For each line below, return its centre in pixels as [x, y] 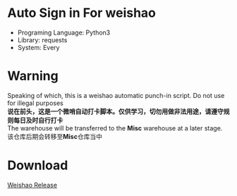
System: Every [38, 47]
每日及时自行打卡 [38, 120]
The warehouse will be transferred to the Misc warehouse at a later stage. [115, 128]
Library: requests [42, 39]
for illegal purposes [35, 103]
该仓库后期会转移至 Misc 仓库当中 [55, 136]
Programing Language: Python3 [64, 32]
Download [38, 165]
